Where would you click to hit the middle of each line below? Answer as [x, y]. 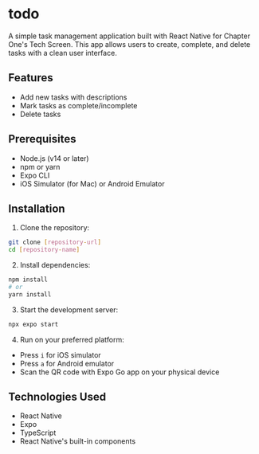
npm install [28, 280]
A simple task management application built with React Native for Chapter [129, 36]
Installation [37, 208]
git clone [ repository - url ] [55, 243]
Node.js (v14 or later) [54, 158]
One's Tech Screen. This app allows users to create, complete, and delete [129, 44]
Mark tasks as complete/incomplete [78, 105]
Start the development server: [69, 309]
